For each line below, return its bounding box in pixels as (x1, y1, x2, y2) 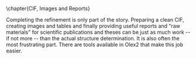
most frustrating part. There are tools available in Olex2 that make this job (6, 41, 183, 48)
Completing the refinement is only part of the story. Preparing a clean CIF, (6, 16, 184, 23)
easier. (6, 47, 22, 54)
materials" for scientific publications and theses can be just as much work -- (6, 29, 191, 36)
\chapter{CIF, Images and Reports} (6, 5, 91, 12)
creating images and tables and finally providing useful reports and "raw (6, 23, 180, 29)
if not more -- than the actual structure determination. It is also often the (6, 35, 180, 41)
